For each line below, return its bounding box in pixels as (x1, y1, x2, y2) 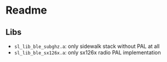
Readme (5, 4, 48, 17)
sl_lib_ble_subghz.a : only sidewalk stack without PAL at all (14, 43, 160, 50)
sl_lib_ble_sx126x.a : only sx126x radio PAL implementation (14, 49, 161, 56)
